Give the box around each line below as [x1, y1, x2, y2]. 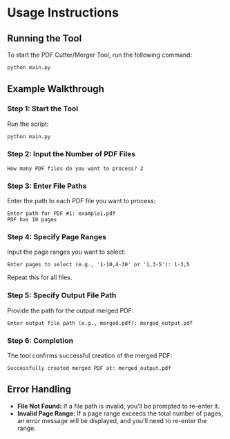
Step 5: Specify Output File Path [7, 290, 117, 300]
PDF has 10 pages [7, 216, 57, 223]
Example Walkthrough [7, 83, 105, 95]
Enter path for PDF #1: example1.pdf [7, 210, 116, 217]
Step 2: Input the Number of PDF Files [7, 149, 136, 159]
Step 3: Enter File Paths [7, 181, 87, 191]
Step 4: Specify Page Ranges [7, 232, 107, 241]
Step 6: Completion [7, 335, 74, 345]
